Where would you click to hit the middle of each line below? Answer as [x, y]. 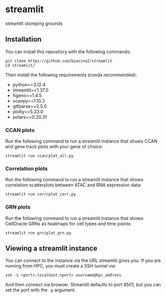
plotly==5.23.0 [28, 111]
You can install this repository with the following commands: [68, 51]
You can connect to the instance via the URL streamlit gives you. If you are [83, 260]
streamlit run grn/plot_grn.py [38, 233]
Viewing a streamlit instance [51, 249]
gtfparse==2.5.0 [30, 106]
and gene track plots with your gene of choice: [54, 147]
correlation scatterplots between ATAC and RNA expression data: [73, 185]
